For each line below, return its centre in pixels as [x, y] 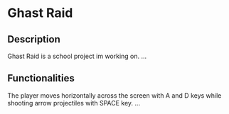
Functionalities [41, 78]
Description [34, 39]
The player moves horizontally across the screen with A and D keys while [114, 95]
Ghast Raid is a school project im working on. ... [77, 56]
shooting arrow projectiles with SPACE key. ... [74, 103]
